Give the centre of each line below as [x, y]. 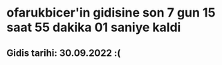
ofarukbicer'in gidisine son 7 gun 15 [111, 13]
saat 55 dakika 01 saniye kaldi [94, 27]
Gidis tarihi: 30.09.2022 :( [64, 53]
